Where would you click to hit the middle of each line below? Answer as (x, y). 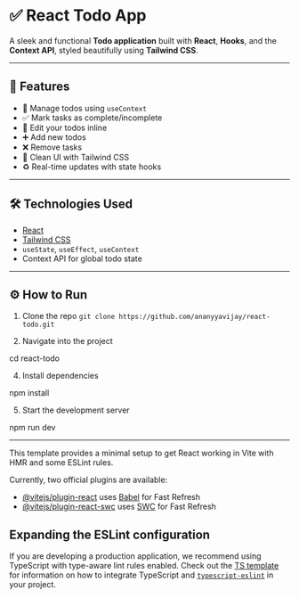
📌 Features (40, 87)
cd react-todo (35, 358)
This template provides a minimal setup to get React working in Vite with (141, 453)
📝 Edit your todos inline (65, 127)
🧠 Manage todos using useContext (84, 108)
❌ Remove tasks (52, 147)
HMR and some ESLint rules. (61, 463)
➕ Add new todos (54, 137)
